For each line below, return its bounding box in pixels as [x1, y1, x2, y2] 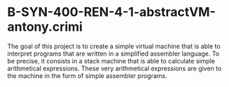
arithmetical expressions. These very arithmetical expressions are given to [7, 64, 222, 72]
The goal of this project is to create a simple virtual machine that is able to [7, 42, 221, 50]
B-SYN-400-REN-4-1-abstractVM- [7, 4, 216, 20]
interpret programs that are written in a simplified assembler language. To [7, 49, 219, 58]
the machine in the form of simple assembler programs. [7, 71, 167, 80]
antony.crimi [7, 19, 83, 35]
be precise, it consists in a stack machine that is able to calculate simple [7, 56, 216, 65]
